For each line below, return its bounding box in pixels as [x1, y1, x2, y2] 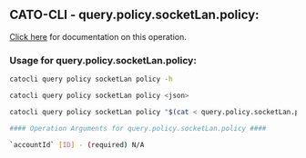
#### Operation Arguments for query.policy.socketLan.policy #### [9, 123, 267, 133]
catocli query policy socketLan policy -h [9, 74, 173, 84]
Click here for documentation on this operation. [9, 31, 187, 42]
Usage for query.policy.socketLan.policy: [9, 54, 198, 66]
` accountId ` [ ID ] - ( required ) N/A [9, 140, 145, 149]
